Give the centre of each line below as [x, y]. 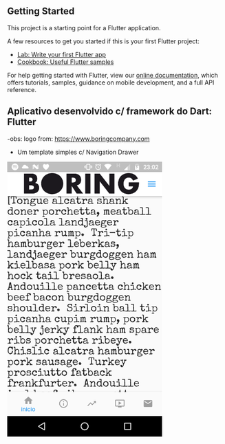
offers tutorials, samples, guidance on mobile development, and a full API [111, 82]
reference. [22, 89]
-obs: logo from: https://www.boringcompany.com [78, 138]
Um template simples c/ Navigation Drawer [78, 152]
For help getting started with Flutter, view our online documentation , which [113, 75]
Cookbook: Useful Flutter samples [65, 62]
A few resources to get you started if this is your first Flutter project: [103, 41]
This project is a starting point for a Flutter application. [84, 27]
